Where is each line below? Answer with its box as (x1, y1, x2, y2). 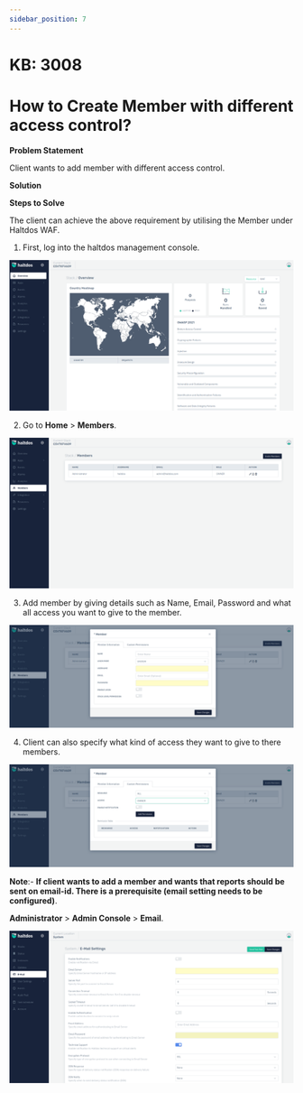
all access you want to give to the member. (22, 607, 182, 618)
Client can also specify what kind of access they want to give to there (22, 736, 281, 748)
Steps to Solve (9, 197, 65, 208)
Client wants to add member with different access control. (9, 162, 225, 173)
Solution (9, 180, 42, 190)
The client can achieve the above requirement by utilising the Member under (9, 215, 293, 226)
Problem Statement (9, 144, 84, 155)
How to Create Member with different (9, 96, 294, 116)
